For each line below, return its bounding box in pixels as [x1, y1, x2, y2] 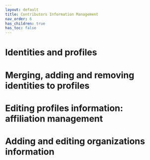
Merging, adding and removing [5, 70, 135, 80]
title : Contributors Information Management [5, 12, 99, 17]
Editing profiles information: [5, 102, 123, 114]
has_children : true [5, 21, 46, 26]
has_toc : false [5, 26, 37, 31]
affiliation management [5, 113, 103, 124]
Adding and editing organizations [5, 135, 145, 147]
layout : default [5, 7, 39, 12]
